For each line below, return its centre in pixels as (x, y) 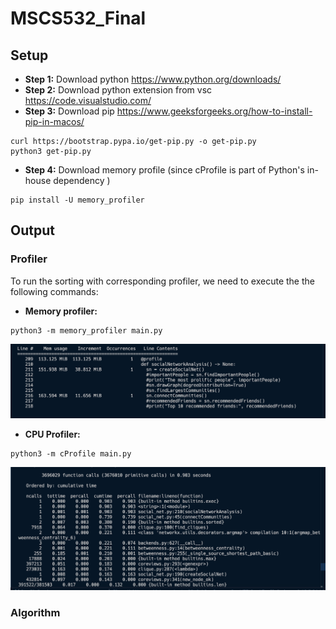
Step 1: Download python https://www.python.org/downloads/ (153, 79)
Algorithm (35, 612)
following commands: (54, 291)
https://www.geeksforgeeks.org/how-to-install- (214, 111)
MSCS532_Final (78, 18)
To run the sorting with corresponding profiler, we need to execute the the (162, 281)
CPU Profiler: (52, 434)
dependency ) (82, 180)
